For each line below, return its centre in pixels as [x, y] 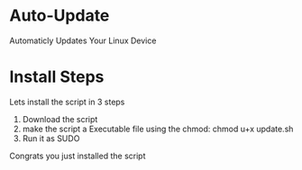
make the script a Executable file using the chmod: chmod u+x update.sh [158, 129]
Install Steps [57, 77]
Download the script [60, 119]
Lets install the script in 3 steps [67, 102]
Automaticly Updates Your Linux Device [83, 40]
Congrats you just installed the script [78, 156]
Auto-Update [59, 16]
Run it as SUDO [51, 138]
